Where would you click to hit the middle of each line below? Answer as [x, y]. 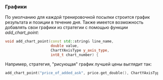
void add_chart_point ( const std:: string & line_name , [59, 41]
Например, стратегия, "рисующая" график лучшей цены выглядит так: [78, 64]
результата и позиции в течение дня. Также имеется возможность [74, 22]
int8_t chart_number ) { [74, 55]
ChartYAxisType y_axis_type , [80, 51]
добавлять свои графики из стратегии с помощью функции [66, 27]
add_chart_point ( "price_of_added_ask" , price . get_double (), [67, 73]
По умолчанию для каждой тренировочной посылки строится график [78, 17]
